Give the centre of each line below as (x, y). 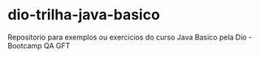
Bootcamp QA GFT (39, 45)
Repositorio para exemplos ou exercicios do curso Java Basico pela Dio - (130, 37)
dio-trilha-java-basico (84, 15)
